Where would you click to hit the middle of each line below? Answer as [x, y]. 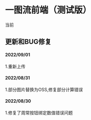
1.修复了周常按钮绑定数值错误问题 [39, 113]
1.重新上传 [15, 66]
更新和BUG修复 [28, 42]
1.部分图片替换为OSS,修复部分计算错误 [44, 89]
